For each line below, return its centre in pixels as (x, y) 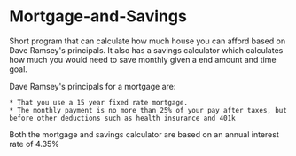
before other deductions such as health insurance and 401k (123, 118)
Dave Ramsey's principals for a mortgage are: (93, 86)
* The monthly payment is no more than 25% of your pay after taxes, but (148, 110)
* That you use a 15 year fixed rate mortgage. (99, 102)
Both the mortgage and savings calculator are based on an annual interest (144, 134)
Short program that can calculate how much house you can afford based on (148, 41)
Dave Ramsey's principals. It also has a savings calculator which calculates (146, 50)
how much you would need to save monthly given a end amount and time (143, 59)
